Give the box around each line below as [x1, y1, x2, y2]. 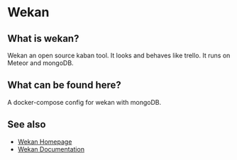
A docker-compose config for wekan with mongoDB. [7, 98, 162, 106]
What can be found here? [7, 79, 122, 91]
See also [7, 118, 46, 131]
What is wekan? [7, 33, 79, 45]
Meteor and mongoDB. [7, 59, 74, 67]
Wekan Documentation [17, 144, 85, 153]
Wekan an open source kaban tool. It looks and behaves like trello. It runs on [7, 51, 231, 59]
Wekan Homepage [17, 137, 72, 146]
